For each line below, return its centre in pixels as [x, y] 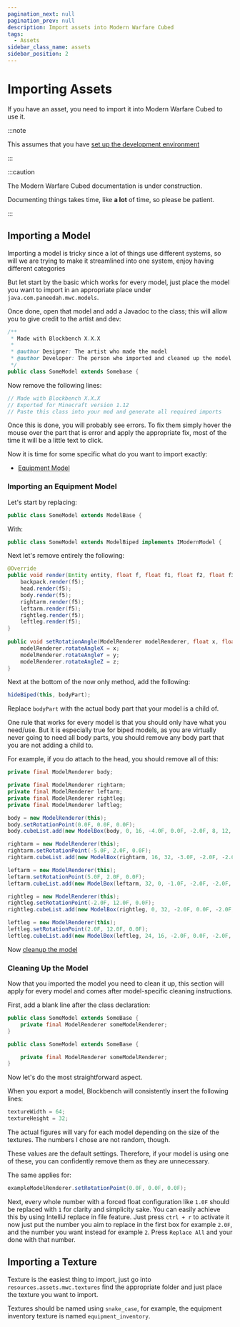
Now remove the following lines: [55, 385]
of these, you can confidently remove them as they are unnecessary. [109, 1161]
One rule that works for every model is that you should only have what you [117, 723]
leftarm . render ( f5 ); [51, 609]
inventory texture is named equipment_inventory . [79, 1316]
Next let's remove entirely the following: [66, 556]
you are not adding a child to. [50, 745]
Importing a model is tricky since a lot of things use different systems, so [114, 253]
